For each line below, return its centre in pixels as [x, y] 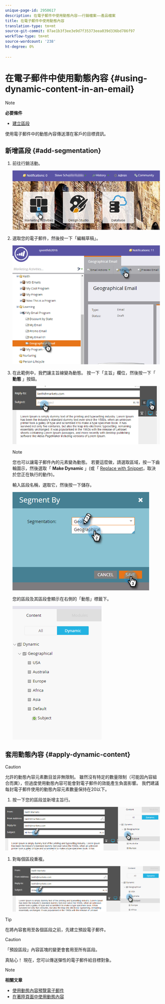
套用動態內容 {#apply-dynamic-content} [68, 755]
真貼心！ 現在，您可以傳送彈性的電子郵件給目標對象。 [59, 960]
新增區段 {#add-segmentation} [53, 151]
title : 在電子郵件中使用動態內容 [35, 21]
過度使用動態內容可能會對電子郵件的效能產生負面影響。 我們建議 [94, 783]
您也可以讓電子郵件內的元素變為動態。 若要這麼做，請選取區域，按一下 [84, 462]
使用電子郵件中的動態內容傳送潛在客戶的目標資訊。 [57, 134]
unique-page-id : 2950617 [30, 10]
